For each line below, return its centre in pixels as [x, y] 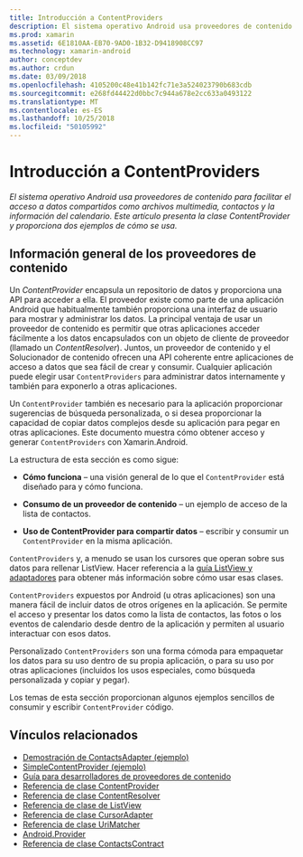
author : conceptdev [46, 60]
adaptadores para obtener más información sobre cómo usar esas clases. [147, 577]
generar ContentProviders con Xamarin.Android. [99, 442]
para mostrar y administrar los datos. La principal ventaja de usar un [136, 318]
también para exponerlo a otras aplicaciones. [93, 386]
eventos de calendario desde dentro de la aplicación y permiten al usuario [147, 624]
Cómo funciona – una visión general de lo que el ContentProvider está [153, 476]
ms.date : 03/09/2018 [48, 77]
